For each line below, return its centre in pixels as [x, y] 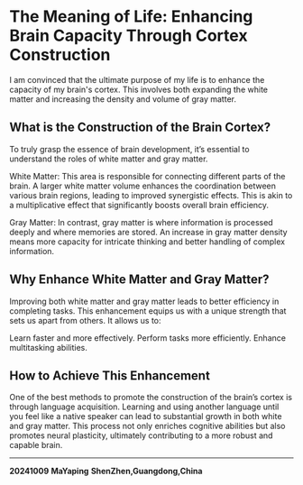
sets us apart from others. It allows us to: [85, 320]
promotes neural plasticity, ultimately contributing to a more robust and [141, 435]
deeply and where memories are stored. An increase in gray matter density [148, 232]
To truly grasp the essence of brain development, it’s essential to [129, 149]
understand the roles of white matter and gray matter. [109, 159]
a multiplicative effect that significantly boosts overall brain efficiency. [139, 205]
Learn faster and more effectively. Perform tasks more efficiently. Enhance [148, 338]
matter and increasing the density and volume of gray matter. [123, 99]
